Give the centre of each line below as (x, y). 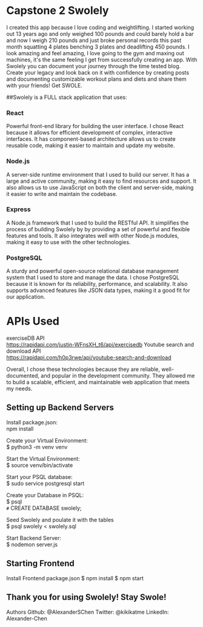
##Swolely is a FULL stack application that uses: (67, 97)
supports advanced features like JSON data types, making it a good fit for (98, 290)
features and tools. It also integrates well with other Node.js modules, (93, 236)
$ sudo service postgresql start (45, 483)
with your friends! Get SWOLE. (45, 85)
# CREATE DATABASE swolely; (44, 508)
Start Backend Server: (34, 538)
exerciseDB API (25, 338)
